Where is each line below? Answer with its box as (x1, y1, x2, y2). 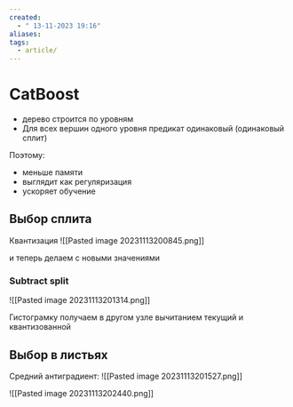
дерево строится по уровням (21, 114, 134, 124)
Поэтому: (9, 150, 45, 161)
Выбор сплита (9, 211, 92, 227)
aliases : (9, 29, 42, 38)
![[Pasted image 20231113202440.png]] (9, 387, 154, 398)
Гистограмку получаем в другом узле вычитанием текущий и (9, 312, 244, 323)
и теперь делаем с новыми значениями (9, 252, 161, 263)
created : (9, 12, 42, 22)
